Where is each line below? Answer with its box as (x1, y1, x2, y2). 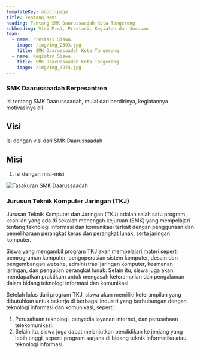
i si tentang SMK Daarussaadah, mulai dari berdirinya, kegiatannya (6, 97, 169, 105)
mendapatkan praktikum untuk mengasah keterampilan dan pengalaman (6, 273, 184, 280)
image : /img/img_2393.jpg (17, 42, 82, 48)
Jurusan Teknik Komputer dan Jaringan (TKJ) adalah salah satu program (6, 210, 186, 218)
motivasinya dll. (6, 104, 45, 111)
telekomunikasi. (14, 321, 54, 329)
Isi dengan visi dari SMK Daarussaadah (6, 137, 103, 144)
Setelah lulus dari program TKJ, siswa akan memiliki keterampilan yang (6, 291, 181, 298)
